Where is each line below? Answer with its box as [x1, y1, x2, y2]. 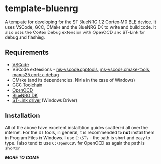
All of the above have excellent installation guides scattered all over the [5, 124, 148, 130]
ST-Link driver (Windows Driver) [12, 98, 77, 103]
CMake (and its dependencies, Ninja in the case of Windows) [12, 77, 135, 82]
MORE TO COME [5, 154, 39, 160]
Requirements [5, 49, 49, 57]
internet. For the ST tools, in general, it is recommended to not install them [5, 130, 155, 135]
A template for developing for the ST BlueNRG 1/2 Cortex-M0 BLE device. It [5, 19, 156, 25]
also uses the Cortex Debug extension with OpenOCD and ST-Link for [5, 29, 145, 35]
